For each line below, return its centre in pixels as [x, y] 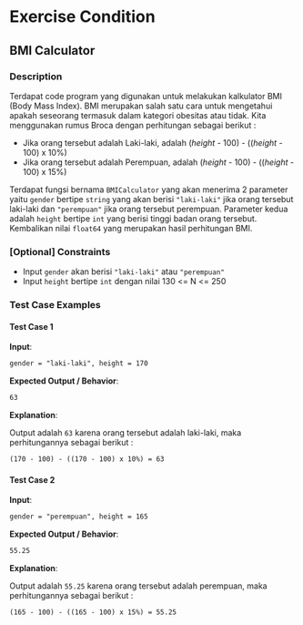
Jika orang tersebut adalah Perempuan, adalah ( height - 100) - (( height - [158, 162]
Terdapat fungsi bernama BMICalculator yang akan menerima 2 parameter [149, 190]
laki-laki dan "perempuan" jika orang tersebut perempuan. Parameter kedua [149, 209]
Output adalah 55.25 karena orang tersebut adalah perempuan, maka [138, 586]
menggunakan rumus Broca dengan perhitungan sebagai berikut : [133, 125]
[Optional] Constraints [60, 251]
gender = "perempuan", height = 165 [79, 517]
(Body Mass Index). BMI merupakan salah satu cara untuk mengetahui [141, 106]
